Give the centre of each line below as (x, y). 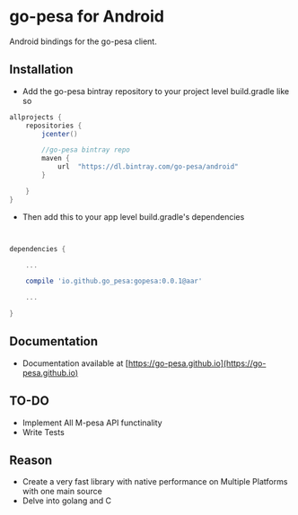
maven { (56, 159)
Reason (31, 461)
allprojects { (36, 117)
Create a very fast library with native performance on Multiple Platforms (155, 482)
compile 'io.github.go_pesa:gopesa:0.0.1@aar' (114, 281)
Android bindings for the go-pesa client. (83, 41)
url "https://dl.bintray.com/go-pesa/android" (148, 167)
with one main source (62, 492)
